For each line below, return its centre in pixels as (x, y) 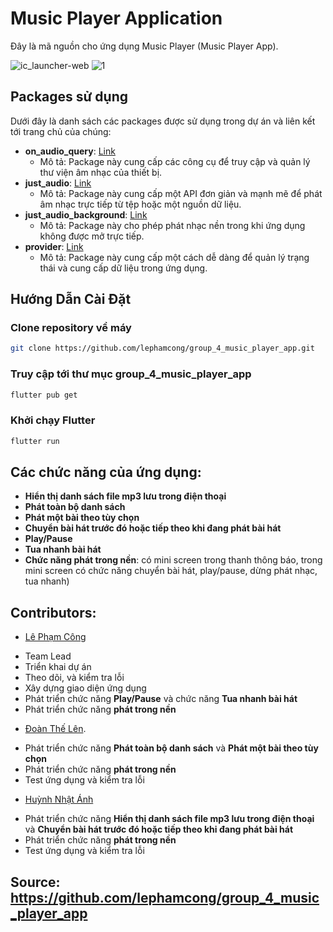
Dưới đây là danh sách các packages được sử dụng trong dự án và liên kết (163, 121)
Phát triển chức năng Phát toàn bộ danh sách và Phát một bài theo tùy (171, 748)
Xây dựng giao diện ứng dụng (85, 688)
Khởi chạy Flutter (53, 420)
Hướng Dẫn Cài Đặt (71, 299)
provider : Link (54, 246)
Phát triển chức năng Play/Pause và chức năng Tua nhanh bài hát (161, 699)
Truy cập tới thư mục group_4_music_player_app (131, 374)
